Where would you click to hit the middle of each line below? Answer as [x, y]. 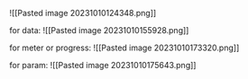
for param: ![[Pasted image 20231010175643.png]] [103, 65]
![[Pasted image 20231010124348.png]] [83, 13]
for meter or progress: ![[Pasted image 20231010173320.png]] [124, 48]
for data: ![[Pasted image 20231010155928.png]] [99, 30]
